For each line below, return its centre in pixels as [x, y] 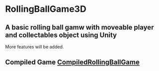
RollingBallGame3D [46, 9]
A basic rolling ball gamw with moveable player [79, 27]
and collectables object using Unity [61, 35]
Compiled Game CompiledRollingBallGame [73, 62]
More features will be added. [35, 47]
